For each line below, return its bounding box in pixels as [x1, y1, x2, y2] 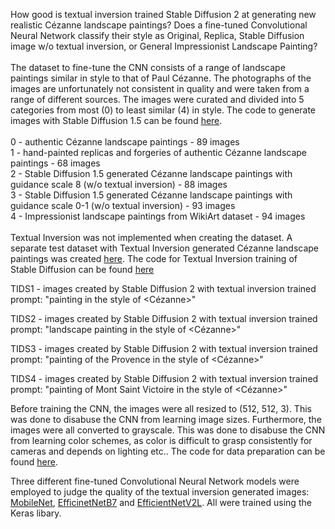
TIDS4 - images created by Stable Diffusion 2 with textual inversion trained [10, 373, 319, 384]
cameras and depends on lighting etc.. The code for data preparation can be [10, 445, 326, 457]
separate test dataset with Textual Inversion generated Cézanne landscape [10, 242, 320, 254]
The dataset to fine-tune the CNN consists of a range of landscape [10, 62, 286, 73]
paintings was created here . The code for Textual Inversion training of [10, 253, 298, 264]
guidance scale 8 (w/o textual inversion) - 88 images [10, 179, 228, 190]
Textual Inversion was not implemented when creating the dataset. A [10, 232, 293, 243]
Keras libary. [10, 507, 62, 519]
